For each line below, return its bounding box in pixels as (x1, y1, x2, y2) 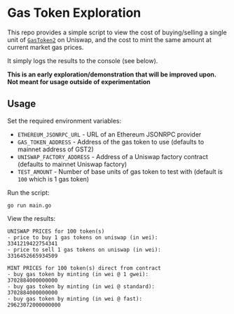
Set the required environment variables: (7, 116, 122, 125)
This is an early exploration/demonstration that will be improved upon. (7, 70, 216, 78)
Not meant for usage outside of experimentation (7, 77, 151, 86)
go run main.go (7, 202, 52, 209)
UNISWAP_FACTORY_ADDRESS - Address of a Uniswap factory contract (17, 152, 209, 161)
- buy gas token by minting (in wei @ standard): (7, 282, 156, 290)
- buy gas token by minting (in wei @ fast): (7, 295, 142, 302)
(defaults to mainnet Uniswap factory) (17, 160, 128, 168)
